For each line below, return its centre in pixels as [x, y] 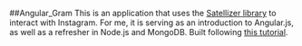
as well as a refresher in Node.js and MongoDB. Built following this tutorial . [149, 32]
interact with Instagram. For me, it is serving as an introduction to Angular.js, [152, 23]
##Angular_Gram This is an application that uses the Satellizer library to [143, 13]
